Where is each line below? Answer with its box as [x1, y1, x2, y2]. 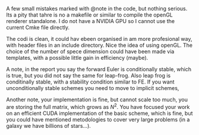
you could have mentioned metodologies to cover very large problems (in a [6, 115, 190, 123]
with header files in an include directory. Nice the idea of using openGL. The [6, 41, 193, 49]
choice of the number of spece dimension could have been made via [6, 48, 175, 55]
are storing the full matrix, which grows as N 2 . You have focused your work [6, 102, 190, 110]
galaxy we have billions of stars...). [6, 122, 91, 129]
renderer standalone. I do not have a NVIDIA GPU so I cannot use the [6, 18, 175, 24]
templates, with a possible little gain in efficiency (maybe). [6, 54, 149, 61]
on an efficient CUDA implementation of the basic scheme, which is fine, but [6, 110, 193, 117]
